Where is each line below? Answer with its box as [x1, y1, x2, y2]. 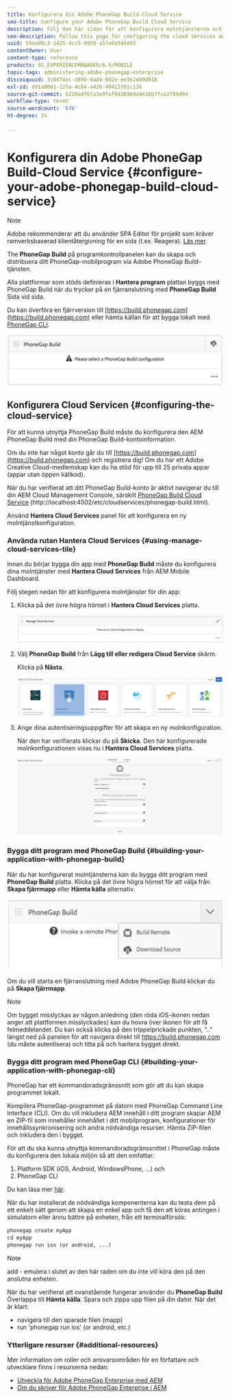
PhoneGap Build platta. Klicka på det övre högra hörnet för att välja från [7, 877, 210, 885]
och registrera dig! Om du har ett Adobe [91, 456, 204, 464]
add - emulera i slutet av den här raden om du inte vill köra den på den [7, 1267, 205, 1275]
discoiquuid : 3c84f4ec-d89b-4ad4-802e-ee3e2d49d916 [7, 76, 157, 83]
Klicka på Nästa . [16, 663, 64, 672]
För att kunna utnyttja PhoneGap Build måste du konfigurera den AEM [7, 428, 203, 437]
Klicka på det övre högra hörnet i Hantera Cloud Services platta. [16, 601, 200, 609]
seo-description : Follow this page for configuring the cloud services [7, 33, 216, 40]
